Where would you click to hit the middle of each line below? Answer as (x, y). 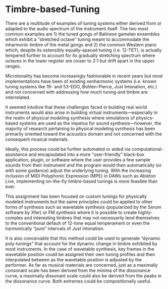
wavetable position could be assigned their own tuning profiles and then (80, 254)
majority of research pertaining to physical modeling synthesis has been (80, 128)
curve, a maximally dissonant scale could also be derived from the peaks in (83, 275)
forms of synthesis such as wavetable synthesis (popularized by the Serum (83, 207)
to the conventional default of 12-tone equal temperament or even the (78, 223)
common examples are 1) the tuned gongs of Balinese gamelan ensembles (82, 34)
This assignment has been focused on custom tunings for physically (76, 196)
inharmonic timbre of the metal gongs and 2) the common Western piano (81, 44)
